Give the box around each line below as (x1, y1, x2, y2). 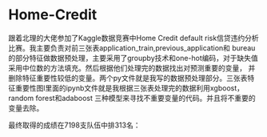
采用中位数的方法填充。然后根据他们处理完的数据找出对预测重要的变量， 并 (8, 62, 256, 73)
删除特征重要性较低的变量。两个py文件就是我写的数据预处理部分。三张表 (8, 73, 248, 83)
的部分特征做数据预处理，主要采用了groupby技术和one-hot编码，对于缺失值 (8, 53, 258, 62)
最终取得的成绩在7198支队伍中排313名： (8, 120, 141, 130)
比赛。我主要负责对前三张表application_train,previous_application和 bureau (8, 42, 256, 53)
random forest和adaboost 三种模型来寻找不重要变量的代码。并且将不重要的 (8, 93, 256, 103)
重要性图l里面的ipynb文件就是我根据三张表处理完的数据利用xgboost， (14, 83, 245, 93)
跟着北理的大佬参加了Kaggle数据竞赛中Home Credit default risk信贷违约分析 (8, 33, 259, 42)
